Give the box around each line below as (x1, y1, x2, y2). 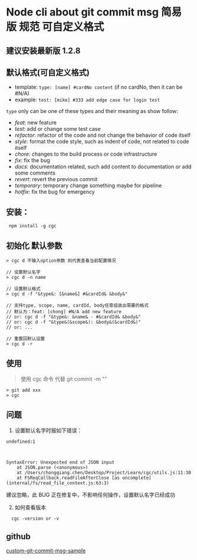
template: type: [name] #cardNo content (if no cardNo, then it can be (14, 83, 183, 91)
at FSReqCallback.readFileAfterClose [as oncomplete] (17, 475, 152, 481)
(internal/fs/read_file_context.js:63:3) (6, 480, 110, 486)
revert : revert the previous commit (14, 176, 98, 183)
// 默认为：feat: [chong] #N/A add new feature (6, 309, 122, 315)
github (6, 532, 31, 542)
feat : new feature (14, 119, 57, 126)
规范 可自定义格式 (18, 20, 104, 34)
